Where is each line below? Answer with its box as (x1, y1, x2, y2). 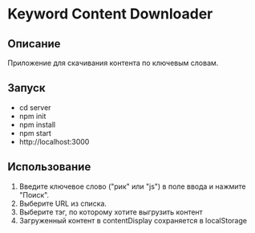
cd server (18, 102, 51, 112)
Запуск (7, 81, 46, 95)
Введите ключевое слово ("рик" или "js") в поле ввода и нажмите (18, 182, 246, 191)
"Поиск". (18, 190, 50, 199)
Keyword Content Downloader (7, 5, 213, 23)
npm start (18, 128, 51, 137)
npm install (18, 120, 56, 129)
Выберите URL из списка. (18, 198, 107, 208)
